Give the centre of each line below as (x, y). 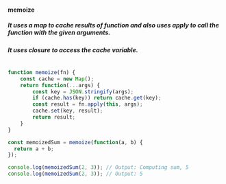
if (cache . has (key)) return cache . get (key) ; (97, 98)
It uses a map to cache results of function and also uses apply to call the (114, 25)
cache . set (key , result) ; (68, 111)
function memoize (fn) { (42, 72)
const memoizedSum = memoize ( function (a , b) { (75, 142)
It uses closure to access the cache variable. (73, 50)
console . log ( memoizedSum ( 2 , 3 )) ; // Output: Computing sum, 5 (98, 168)
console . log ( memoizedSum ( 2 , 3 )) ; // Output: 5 (75, 174)
